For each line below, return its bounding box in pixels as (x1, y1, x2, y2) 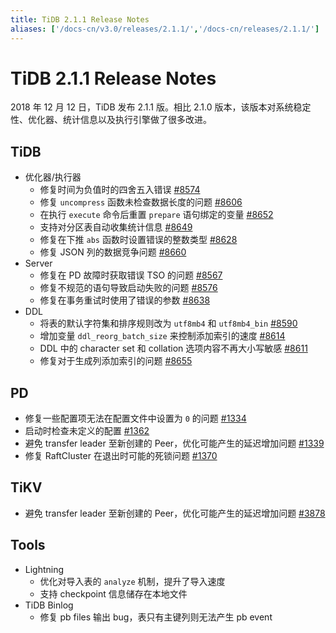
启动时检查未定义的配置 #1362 (24, 425, 150, 437)
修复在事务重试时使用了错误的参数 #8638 (39, 294, 211, 306)
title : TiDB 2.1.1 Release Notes (10, 14, 150, 25)
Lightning (24, 563, 65, 575)
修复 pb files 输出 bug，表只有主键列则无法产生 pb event (39, 611, 273, 623)
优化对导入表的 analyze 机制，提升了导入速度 (39, 575, 226, 587)
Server (24, 257, 53, 270)
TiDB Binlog (24, 599, 74, 611)
